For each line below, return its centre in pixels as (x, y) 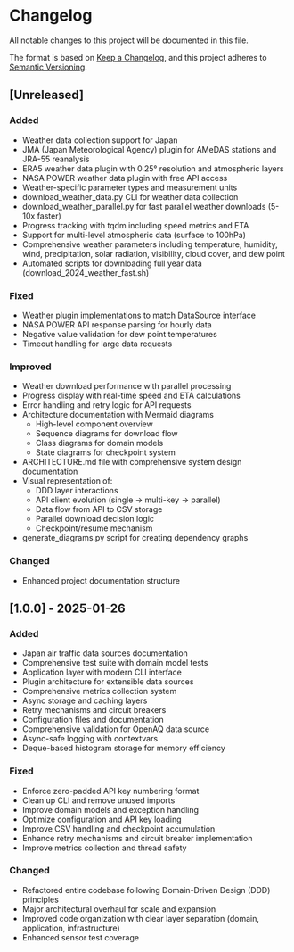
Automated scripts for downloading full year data (112, 263)
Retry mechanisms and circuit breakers (94, 710)
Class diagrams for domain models (99, 443)
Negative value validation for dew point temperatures (120, 334)
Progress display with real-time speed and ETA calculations (131, 396)
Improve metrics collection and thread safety (104, 848)
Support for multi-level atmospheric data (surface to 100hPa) (134, 235)
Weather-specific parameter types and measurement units (130, 187)
